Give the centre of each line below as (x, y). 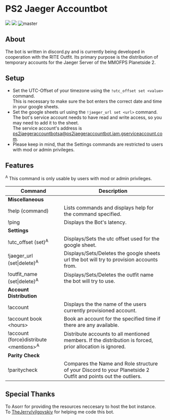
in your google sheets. (36, 106)
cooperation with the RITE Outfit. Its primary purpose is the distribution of (82, 57)
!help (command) (28, 211)
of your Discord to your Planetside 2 (107, 370)
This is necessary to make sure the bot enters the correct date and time (87, 101)
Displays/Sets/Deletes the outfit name (109, 275)
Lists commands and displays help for (109, 208)
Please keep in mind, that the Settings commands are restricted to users (88, 144)
